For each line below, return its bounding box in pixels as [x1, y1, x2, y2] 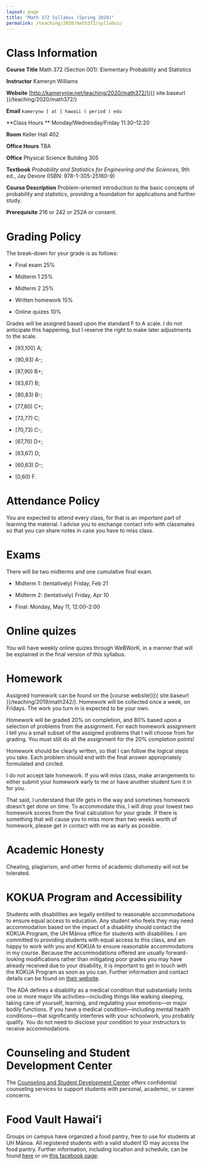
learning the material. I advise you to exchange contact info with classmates [6, 520, 195, 528]
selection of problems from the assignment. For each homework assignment [6, 723, 196, 730]
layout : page [6, 8, 39, 15]
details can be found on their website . [6, 974, 101, 981]
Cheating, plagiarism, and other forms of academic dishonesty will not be [6, 863, 189, 870]
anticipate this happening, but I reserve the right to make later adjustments [6, 327, 192, 334]
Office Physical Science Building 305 [6, 155, 99, 162]
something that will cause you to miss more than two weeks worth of [6, 815, 177, 823]
